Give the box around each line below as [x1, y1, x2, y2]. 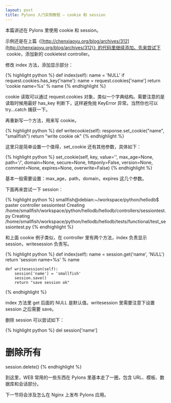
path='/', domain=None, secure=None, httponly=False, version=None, [5, 159, 153, 165]
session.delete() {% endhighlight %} [5, 364, 82, 370]
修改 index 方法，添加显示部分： [5, 62, 73, 68]
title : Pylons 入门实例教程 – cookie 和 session [5, 12, 106, 17]
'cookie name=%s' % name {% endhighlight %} [5, 83, 106, 89]
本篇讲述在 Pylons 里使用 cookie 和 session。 [5, 27, 101, 33]
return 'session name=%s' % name [5, 256, 80, 262]
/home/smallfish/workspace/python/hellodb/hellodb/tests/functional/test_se [5, 218, 166, 224]
